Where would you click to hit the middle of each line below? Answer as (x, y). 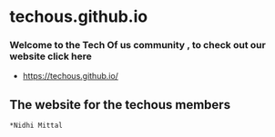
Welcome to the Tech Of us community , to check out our (137, 45)
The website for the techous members (120, 105)
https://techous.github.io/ (70, 76)
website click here (51, 56)
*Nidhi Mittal (36, 126)
